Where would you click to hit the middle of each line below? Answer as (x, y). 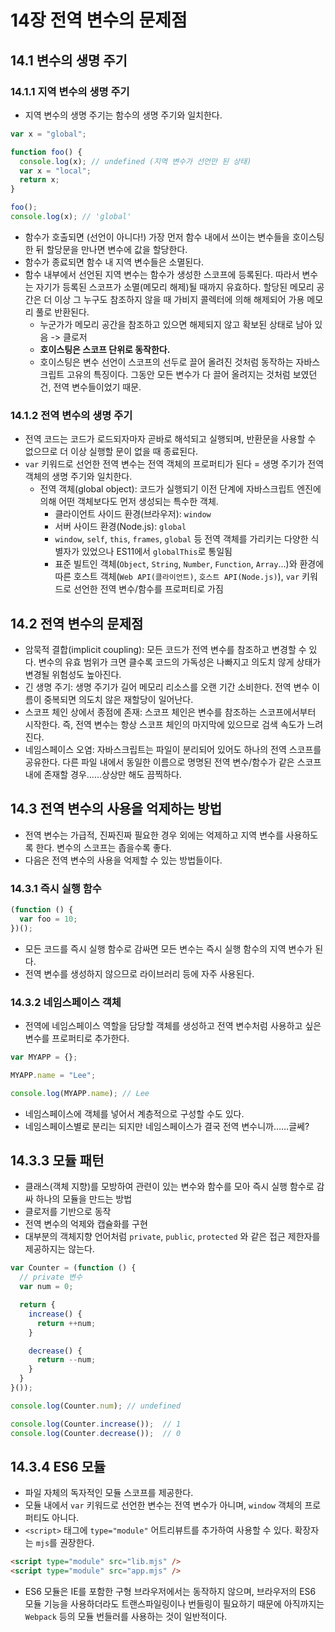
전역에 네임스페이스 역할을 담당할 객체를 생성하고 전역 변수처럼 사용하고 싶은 (173, 1026)
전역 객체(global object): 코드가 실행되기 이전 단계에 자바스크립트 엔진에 (180, 489)
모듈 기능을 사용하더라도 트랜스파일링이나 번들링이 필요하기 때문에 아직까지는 (174, 1604)
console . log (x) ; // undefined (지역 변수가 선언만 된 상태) (135, 161)
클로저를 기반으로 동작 (68, 1212)
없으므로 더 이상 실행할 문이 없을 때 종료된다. (111, 452)
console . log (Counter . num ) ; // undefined (96, 1406)
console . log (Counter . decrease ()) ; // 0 (96, 1433)
